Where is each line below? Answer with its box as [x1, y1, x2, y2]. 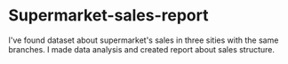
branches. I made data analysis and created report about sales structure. [8, 44, 276, 54]
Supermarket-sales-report [8, 5, 209, 26]
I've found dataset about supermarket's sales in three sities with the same [8, 35, 279, 45]
